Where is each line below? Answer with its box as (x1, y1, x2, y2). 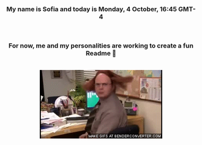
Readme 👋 (86, 49, 116, 58)
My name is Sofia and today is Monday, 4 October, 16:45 (6, 5, 178, 13)
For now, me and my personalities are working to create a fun (8, 41, 194, 50)
